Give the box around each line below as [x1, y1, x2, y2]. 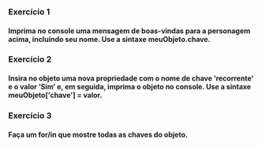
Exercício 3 [8, 110, 52, 121]
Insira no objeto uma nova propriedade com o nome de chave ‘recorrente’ [8, 73, 254, 83]
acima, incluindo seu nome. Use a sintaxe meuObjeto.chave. [8, 34, 211, 43]
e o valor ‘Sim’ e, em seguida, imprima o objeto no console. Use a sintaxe [8, 82, 251, 92]
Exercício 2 [8, 54, 52, 65]
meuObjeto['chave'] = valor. [8, 90, 103, 100]
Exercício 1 [8, 6, 51, 17]
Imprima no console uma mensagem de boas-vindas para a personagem [8, 26, 251, 36]
